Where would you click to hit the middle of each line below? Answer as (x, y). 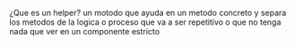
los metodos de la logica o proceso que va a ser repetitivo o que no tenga (145, 22)
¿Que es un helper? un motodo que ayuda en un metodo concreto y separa (148, 13)
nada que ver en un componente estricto (84, 31)
